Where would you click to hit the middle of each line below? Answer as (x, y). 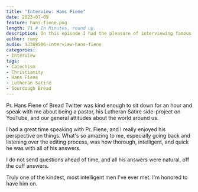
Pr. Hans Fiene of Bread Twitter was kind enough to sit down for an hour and (99, 105)
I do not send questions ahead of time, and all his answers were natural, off (98, 160)
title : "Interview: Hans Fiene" (46, 12)
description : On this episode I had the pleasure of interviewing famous (99, 34)
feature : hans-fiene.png (37, 22)
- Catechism (21, 66)
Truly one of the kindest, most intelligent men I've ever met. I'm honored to (97, 177)
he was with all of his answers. (43, 148)
